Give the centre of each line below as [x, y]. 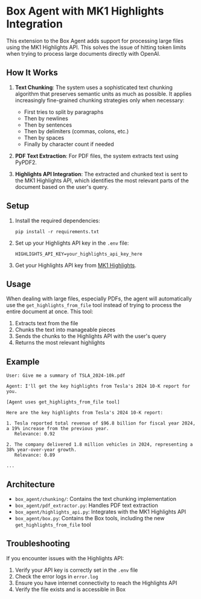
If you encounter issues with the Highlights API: [65, 558]
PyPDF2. [26, 162]
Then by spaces [44, 137]
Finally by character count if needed [69, 144]
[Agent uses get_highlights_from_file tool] [63, 402]
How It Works [32, 73]
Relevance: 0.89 [35, 455]
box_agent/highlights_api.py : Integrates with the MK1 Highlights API [101, 512]
